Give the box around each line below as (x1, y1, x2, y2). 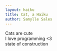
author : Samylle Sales (5, 16, 52, 21)
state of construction (5, 41, 48, 47)
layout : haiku (5, 7, 35, 12)
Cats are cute (5, 30, 33, 36)
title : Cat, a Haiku (5, 12, 48, 17)
